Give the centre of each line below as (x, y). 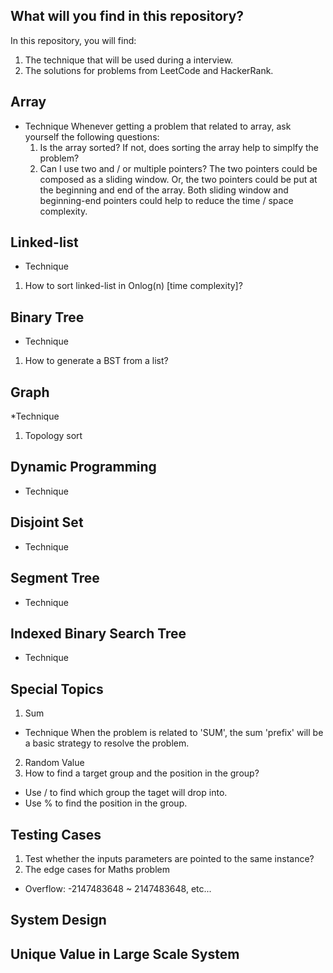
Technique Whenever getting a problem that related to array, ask (158, 126)
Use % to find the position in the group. (106, 803)
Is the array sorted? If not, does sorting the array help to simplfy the (179, 147)
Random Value (54, 763)
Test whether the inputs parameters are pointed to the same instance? (169, 858)
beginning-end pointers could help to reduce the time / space (166, 200)
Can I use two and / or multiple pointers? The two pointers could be (178, 168)
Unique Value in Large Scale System (125, 954)
